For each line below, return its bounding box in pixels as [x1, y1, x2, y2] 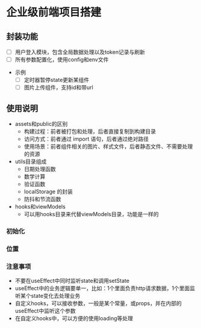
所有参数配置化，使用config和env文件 [14, 56, 109, 63]
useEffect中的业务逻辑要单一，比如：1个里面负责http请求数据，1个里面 [14, 285, 190, 292]
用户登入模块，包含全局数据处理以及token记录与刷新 [14, 49, 146, 55]
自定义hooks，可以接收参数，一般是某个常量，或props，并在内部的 [14, 300, 182, 307]
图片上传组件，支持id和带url [23, 84, 93, 91]
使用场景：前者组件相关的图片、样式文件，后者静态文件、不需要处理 [23, 143, 193, 150]
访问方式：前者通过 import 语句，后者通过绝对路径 [23, 135, 149, 143]
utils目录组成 [14, 158, 47, 166]
